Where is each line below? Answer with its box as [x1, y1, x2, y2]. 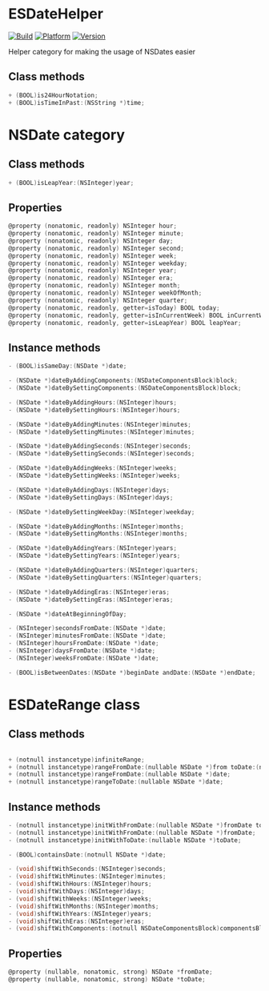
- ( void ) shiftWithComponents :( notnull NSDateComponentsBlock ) [8, 925, 220, 933]
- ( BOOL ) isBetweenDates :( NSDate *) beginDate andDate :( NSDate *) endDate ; [8, 668, 256, 676]
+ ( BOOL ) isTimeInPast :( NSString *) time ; [8, 98, 146, 106]
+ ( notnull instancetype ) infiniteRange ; [8, 756, 146, 764]
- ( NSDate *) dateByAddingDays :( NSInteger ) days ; [8, 486, 171, 494]
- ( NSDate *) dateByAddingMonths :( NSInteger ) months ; [8, 522, 184, 531]
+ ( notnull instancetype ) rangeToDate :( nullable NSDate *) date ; [8, 778, 224, 786]
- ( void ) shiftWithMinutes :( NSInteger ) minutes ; [8, 873, 167, 881]
